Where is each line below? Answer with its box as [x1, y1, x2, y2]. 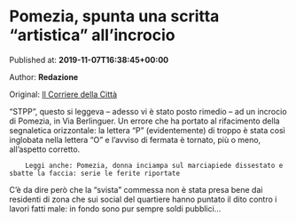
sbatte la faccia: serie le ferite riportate [9, 169, 180, 178]
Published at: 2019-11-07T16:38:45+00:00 [9, 54, 169, 65]
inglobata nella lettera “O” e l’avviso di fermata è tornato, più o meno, [9, 134, 261, 145]
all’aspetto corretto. [9, 144, 81, 155]
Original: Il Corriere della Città [9, 89, 118, 100]
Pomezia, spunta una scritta [9, 6, 220, 27]
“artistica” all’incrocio [9, 25, 175, 45]
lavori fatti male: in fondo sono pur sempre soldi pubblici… [9, 203, 222, 214]
